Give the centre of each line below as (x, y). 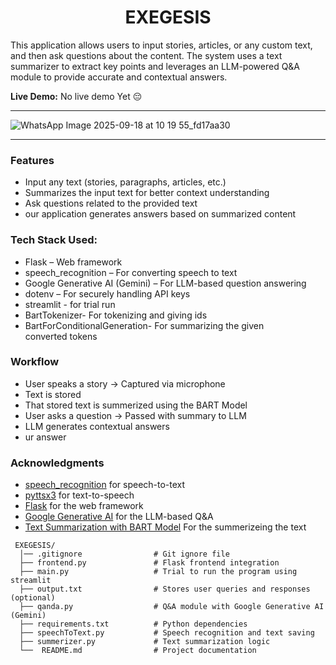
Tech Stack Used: (54, 240)
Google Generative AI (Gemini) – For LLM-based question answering (165, 283)
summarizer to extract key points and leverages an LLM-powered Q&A (155, 66)
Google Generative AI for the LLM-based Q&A (119, 517)
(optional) (33, 598)
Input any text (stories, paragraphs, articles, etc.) (125, 182)
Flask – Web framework (73, 262)
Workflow (35, 362)
